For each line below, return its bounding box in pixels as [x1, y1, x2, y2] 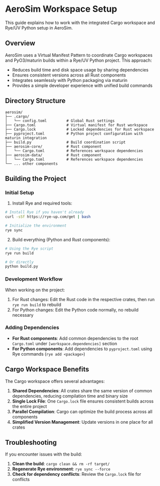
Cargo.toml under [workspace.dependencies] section [12, 340, 117, 346]
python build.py [5, 264, 38, 269]
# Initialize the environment [5, 223, 67, 228]
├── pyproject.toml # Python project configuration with [5, 131, 143, 136]
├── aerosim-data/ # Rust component [5, 153, 102, 157]
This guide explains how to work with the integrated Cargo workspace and [5, 20, 155, 26]
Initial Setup [5, 189, 34, 196]
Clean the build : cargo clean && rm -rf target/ [12, 461, 110, 467]
